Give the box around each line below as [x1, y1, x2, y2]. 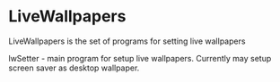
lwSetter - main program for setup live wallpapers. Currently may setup [8, 53, 272, 63]
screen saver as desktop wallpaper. [8, 62, 140, 73]
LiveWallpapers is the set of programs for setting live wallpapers [8, 36, 246, 46]
